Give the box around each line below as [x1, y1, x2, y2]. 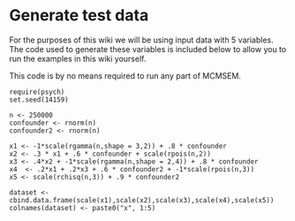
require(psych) [9, 88, 65, 96]
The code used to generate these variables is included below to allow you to [9, 43, 287, 54]
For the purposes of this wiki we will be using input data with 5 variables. [9, 34, 274, 45]
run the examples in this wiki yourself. [9, 53, 147, 64]
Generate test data [9, 5, 149, 26]
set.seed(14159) [9, 95, 69, 104]
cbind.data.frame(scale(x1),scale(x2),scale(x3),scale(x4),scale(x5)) [9, 195, 275, 204]
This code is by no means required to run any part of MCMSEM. [9, 70, 241, 80]
